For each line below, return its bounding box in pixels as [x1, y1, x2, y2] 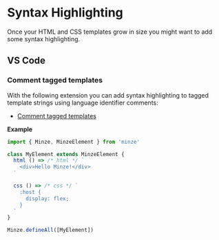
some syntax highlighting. [7, 34, 81, 43]
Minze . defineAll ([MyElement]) [7, 227, 94, 234]
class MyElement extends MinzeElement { [7, 151, 125, 157]
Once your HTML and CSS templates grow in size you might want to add [7, 28, 213, 36]
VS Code [7, 55, 46, 67]
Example [7, 125, 33, 133]
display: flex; [25, 195, 70, 202]
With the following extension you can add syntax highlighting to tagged [7, 91, 209, 99]
